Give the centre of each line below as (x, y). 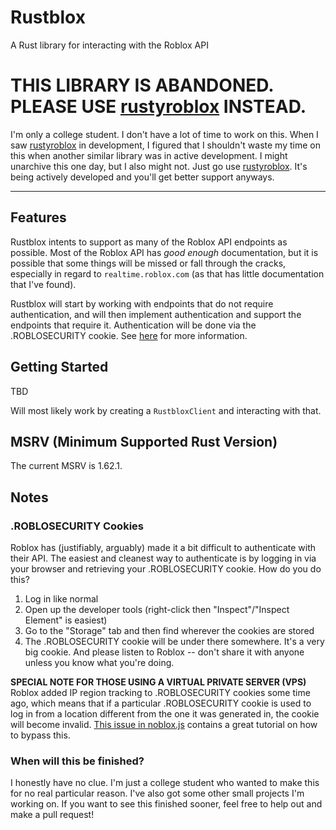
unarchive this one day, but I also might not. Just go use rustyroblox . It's (159, 166)
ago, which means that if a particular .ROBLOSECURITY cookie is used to (161, 703)
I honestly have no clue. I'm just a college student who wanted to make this (165, 783)
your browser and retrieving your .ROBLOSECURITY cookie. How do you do (166, 569)
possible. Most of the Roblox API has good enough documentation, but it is (164, 252)
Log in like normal (61, 599)
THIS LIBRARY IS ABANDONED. (142, 85)
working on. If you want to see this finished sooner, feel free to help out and (166, 804)
